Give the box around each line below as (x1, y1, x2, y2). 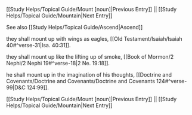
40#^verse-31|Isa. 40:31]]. (6, 42, 71, 49)
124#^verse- (156, 78, 187, 84)
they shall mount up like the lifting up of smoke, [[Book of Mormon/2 (6, 53, 174, 60)
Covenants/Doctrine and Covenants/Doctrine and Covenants (6, 78, 155, 84)
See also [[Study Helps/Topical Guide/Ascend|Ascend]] (6, 24, 143, 31)
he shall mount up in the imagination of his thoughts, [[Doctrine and (6, 71, 172, 78)
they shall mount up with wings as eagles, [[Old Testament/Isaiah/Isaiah (6, 35, 183, 42)
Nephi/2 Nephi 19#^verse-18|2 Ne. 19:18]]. (6, 60, 110, 66)
